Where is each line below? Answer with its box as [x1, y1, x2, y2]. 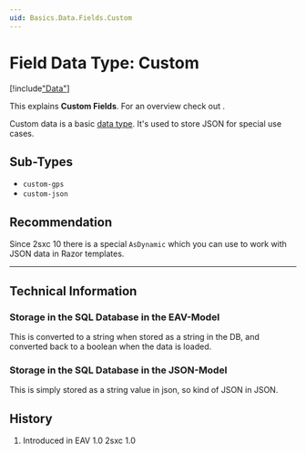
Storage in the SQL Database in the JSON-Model [9, 364, 228, 376]
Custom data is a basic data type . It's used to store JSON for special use [9, 118, 282, 129]
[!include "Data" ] [9, 83, 70, 94]
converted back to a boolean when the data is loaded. [9, 341, 212, 352]
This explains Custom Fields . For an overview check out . [9, 100, 226, 111]
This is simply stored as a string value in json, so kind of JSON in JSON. [9, 385, 279, 396]
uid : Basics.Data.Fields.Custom [9, 13, 132, 23]
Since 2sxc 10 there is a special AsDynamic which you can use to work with [9, 239, 287, 250]
